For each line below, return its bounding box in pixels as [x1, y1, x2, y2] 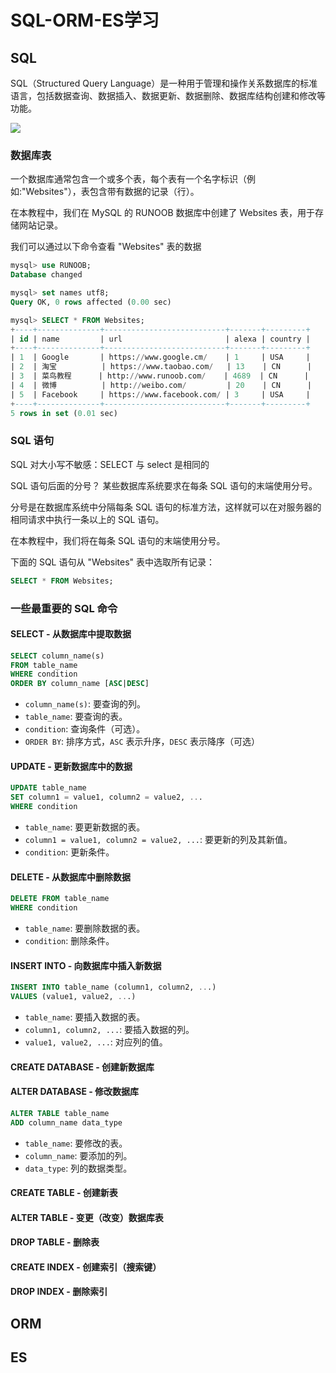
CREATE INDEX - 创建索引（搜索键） [10, 1261, 162, 1273]
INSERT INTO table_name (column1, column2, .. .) [10, 982, 217, 993]
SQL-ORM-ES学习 [10, 9, 160, 32]
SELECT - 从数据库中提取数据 [10, 628, 132, 640]
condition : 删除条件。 [24, 935, 115, 946]
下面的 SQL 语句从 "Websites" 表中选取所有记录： [10, 556, 215, 568]
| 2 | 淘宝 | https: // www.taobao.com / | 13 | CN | [10, 362, 313, 372]
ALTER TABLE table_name [10, 1108, 110, 1118]
